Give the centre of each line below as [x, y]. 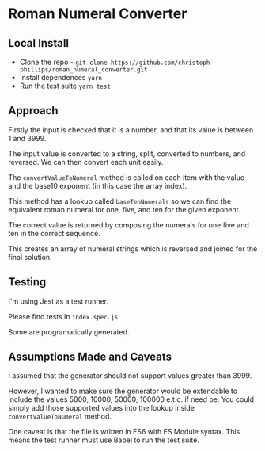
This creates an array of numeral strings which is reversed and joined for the [133, 248]
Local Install [39, 43]
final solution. [30, 257]
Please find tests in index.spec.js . [64, 316]
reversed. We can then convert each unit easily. [86, 162]
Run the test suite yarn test [65, 86]
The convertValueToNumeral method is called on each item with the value [127, 177]
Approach [33, 111]
